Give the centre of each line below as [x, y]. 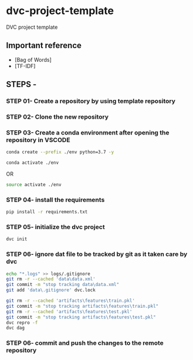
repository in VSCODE [38, 140]
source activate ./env [34, 185]
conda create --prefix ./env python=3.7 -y [60, 152]
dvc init [17, 239]
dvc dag [16, 328]
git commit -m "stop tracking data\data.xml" [62, 285]
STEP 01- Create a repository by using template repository [91, 101]
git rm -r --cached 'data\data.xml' [51, 279]
